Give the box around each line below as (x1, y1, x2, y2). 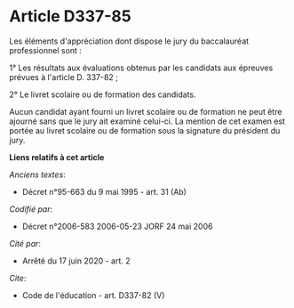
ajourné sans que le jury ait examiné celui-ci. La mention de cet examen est (9, 116, 286, 126)
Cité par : (9, 238, 42, 248)
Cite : (9, 272, 27, 283)
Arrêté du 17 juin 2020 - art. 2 (21, 255, 131, 266)
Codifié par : (9, 203, 53, 215)
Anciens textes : (9, 169, 67, 180)
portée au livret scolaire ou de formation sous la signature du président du (9, 125, 281, 135)
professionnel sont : (9, 45, 83, 55)
